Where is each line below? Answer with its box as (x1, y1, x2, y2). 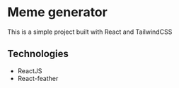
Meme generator (7, 4, 108, 20)
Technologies (7, 48, 69, 60)
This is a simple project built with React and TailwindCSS (7, 27, 173, 36)
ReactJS (17, 66, 42, 75)
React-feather (17, 74, 59, 82)
